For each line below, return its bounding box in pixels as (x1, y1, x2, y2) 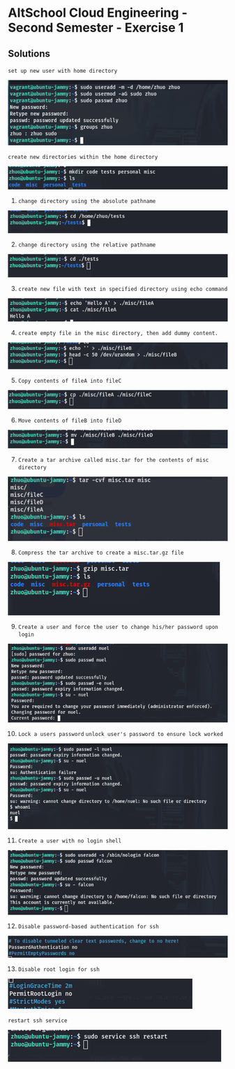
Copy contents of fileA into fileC (17, 377, 122, 384)
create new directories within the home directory (8, 153, 158, 160)
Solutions (8, 48, 51, 59)
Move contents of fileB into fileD (17, 417, 122, 424)
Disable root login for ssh (17, 965, 100, 973)
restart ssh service (8, 1017, 68, 1024)
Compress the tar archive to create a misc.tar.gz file (17, 549, 184, 556)
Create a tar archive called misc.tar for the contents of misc (17, 457, 209, 464)
